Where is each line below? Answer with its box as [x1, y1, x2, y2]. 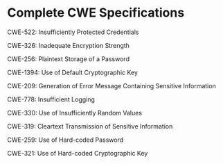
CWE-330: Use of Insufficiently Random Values [7, 108, 143, 117]
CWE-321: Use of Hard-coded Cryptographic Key [7, 149, 148, 157]
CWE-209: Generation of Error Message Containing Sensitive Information [7, 81, 216, 90]
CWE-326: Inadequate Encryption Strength [7, 41, 130, 49]
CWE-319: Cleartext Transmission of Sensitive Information [7, 122, 173, 130]
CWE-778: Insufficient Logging [7, 95, 96, 104]
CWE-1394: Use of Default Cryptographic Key [7, 68, 139, 76]
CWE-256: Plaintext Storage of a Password [7, 54, 130, 63]
